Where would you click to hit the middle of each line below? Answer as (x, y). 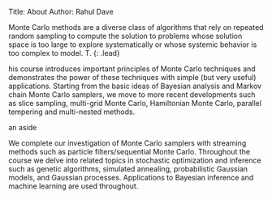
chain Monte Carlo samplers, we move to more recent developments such (132, 95)
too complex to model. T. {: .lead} (64, 53)
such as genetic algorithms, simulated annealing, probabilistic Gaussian (128, 169)
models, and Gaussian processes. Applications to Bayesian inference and (131, 178)
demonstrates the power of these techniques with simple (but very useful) (132, 77)
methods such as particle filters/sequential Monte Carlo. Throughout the (129, 152)
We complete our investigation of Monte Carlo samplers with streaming (127, 143)
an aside (23, 127)
